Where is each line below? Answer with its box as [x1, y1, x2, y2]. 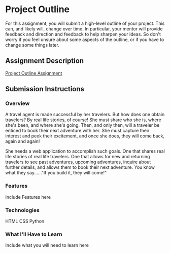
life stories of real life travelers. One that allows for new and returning [5, 154, 150, 160]
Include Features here [5, 194, 51, 200]
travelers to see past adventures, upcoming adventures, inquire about [5, 159, 151, 165]
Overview [5, 100, 30, 107]
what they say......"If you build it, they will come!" [5, 170, 107, 176]
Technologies [5, 206, 40, 213]
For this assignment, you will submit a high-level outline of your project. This [5, 20, 165, 26]
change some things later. [5, 42, 59, 48]
